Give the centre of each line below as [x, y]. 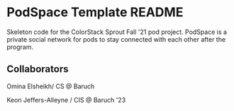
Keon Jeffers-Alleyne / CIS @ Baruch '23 [66, 100]
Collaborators [38, 69]
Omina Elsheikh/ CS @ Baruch [51, 86]
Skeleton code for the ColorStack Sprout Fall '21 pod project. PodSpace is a [117, 32]
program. [20, 47]
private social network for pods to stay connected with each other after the [116, 39]
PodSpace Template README [95, 12]
